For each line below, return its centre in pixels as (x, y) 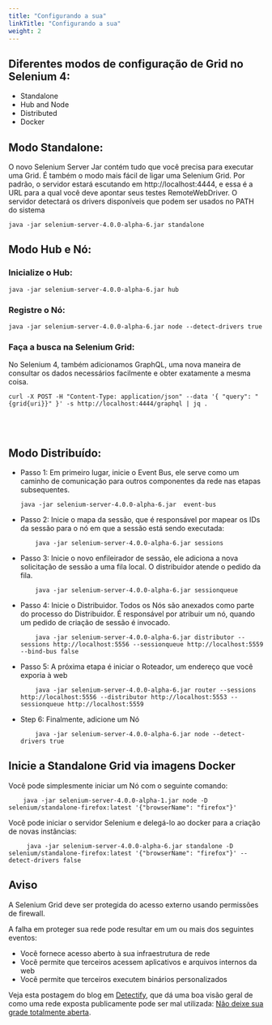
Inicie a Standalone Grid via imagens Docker (122, 766)
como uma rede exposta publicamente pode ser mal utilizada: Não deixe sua (136, 1003)
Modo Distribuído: (55, 453)
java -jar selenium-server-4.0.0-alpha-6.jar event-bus (118, 505)
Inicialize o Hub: (40, 272)
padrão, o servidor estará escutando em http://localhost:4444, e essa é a (131, 184)
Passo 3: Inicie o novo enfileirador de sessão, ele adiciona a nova (129, 558)
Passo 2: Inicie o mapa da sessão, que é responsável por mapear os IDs (140, 520)
